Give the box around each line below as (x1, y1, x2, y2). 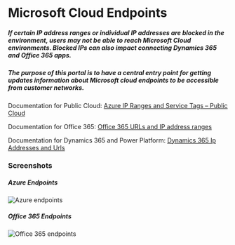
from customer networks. (8, 84, 85, 92)
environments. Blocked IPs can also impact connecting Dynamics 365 (8, 44, 217, 52)
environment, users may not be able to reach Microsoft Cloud (8, 36, 192, 44)
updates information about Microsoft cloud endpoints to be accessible (8, 76, 220, 85)
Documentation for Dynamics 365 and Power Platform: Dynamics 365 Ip (8, 135, 217, 145)
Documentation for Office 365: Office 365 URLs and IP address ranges (8, 122, 213, 131)
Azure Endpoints (8, 178, 58, 187)
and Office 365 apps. (8, 51, 72, 59)
